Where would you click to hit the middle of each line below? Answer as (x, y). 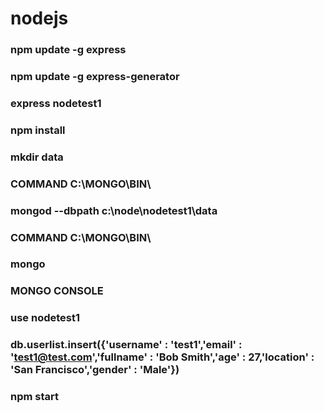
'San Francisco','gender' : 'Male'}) (95, 370)
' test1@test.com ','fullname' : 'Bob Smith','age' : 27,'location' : (162, 357)
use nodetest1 (45, 318)
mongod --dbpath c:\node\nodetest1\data (114, 210)
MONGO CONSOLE (57, 291)
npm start (35, 397)
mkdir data (37, 157)
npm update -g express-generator (95, 77)
